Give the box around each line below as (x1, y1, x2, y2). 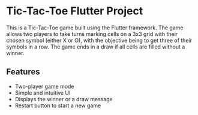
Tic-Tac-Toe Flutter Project (6, 4, 143, 18)
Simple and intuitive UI (14, 89, 71, 96)
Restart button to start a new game (14, 102, 101, 109)
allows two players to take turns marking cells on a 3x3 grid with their (6, 30, 178, 37)
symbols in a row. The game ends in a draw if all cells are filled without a (6, 43, 185, 50)
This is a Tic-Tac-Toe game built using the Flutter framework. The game (6, 24, 184, 31)
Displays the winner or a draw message (14, 95, 113, 102)
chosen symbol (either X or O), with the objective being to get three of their (6, 37, 192, 44)
